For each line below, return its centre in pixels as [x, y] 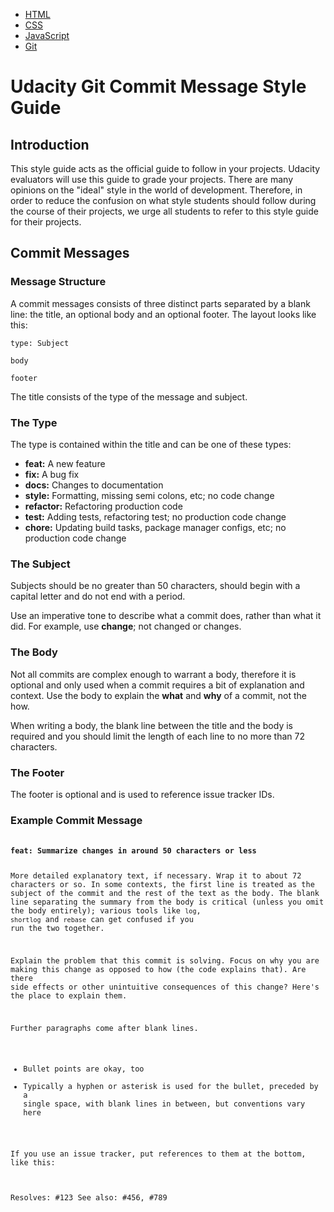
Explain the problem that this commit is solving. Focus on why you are [165, 960]
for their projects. [46, 222]
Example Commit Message [76, 820]
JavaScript [47, 35]
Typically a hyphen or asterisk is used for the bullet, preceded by [171, 1087]
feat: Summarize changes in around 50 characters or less [133, 851]
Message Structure [58, 282]
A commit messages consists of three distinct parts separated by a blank [160, 303]
